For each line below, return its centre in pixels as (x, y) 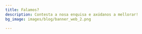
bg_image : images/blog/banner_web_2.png (48, 19)
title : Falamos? (22, 10)
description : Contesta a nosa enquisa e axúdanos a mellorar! (72, 14)
